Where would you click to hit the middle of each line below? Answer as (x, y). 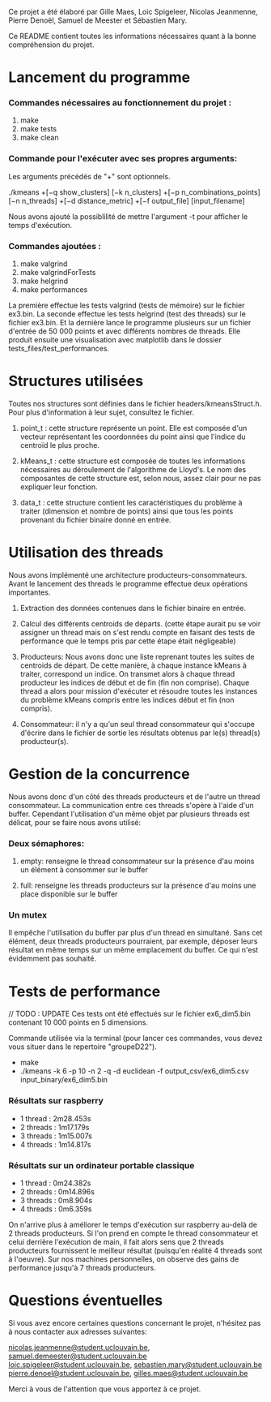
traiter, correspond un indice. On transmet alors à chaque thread (127, 673)
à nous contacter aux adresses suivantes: (78, 1331)
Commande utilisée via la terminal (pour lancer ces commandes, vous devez (135, 1039)
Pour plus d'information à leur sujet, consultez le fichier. (102, 412)
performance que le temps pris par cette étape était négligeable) (128, 641)
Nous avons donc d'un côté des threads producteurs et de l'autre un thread (134, 796)
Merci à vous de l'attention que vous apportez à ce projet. (105, 1389)
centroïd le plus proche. (59, 445)
